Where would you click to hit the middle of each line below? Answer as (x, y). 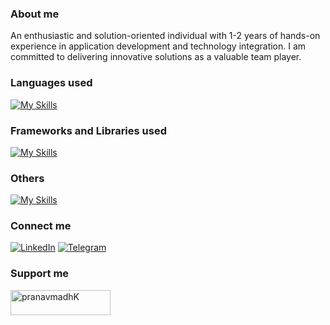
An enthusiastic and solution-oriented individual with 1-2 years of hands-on (165, 36)
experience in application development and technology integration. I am (158, 46)
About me (35, 14)
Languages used (51, 83)
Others (27, 178)
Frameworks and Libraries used (88, 130)
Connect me (41, 226)
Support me (40, 274)
